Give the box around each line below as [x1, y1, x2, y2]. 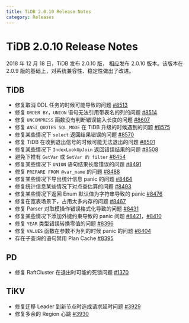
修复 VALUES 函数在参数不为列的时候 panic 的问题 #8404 [14, 228, 152, 235]
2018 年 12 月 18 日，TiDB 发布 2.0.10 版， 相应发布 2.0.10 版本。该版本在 [6, 60, 184, 67]
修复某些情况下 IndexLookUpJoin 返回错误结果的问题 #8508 [14, 146, 159, 153]
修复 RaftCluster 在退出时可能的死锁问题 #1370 [14, 269, 129, 276]
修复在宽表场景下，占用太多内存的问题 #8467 [14, 198, 126, 205]
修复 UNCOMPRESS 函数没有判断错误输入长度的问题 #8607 [14, 116, 150, 123]
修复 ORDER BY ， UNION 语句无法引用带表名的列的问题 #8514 [14, 109, 158, 116]
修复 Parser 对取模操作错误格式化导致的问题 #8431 [14, 205, 139, 212]
